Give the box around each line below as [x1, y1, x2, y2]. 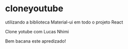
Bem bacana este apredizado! [5, 38, 66, 44]
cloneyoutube [5, 3, 63, 14]
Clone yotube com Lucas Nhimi [5, 28, 69, 34]
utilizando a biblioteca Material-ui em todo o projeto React [5, 19, 124, 25]
